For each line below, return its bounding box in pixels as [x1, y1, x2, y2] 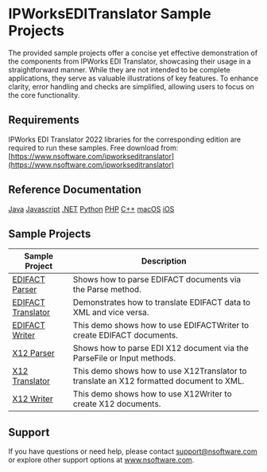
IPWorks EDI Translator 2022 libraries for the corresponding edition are [8, 135, 241, 144]
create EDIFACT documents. [72, 330, 179, 341]
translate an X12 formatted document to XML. [72, 376, 245, 387]
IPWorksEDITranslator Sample [8, 5, 212, 23]
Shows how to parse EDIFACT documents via [72, 274, 242, 285]
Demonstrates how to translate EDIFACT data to [72, 297, 251, 308]
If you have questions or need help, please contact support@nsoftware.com [8, 447, 258, 456]
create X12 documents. [72, 399, 161, 410]
